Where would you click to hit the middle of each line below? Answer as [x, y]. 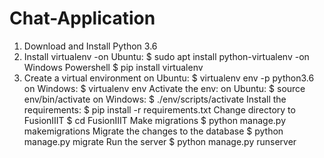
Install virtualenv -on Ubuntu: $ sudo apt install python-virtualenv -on [166, 56]
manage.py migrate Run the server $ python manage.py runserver [160, 141]
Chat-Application [82, 18]
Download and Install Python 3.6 [90, 46]
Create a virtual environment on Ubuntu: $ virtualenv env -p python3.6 [169, 78]
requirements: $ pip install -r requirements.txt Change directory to [159, 109]
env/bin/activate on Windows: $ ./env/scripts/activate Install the [155, 99]
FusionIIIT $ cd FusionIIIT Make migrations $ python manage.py [155, 120]
